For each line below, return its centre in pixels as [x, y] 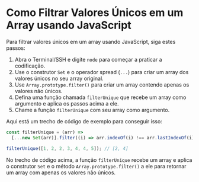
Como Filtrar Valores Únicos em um [95, 13]
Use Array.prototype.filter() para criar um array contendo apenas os [102, 84]
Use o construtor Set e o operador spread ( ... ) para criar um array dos [102, 72]
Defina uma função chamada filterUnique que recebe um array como [100, 97]
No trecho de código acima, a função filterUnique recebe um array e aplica [99, 159]
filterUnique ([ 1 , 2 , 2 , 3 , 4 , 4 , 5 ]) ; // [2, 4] [67, 148]
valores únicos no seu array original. [59, 78]
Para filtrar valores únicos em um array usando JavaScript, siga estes [91, 41]
